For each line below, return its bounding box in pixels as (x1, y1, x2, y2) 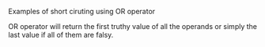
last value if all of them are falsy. (8, 31, 114, 39)
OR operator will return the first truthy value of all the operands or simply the (8, 22, 257, 31)
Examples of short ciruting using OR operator (8, 7, 156, 16)
